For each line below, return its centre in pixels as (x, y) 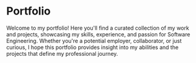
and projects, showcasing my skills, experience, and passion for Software (98, 34)
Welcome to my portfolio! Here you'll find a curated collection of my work (98, 28)
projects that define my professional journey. (62, 53)
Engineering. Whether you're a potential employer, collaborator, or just (94, 41)
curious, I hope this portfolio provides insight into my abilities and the (93, 47)
